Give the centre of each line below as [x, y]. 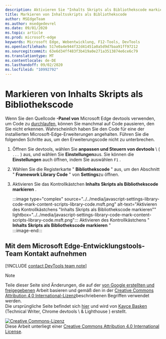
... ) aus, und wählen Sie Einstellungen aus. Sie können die [73, 154]
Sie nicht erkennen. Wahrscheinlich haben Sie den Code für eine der [75, 129]
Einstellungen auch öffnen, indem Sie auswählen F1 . [66, 160]
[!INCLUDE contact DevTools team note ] [46, 266]
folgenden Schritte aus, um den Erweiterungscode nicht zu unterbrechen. [80, 139]
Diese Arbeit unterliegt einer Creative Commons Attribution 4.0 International [82, 326]
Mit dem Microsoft [34, 246]
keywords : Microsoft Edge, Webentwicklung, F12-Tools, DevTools [73, 42]
